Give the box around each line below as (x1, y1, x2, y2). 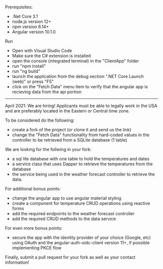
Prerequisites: (5, 4, 33, 10)
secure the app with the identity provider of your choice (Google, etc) (12, 235, 151, 240)
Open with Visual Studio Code (12, 48, 72, 53)
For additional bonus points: (5, 186, 61, 191)
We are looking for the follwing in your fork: (5, 146, 92, 152)
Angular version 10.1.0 (12, 29, 56, 34)
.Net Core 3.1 (12, 14, 38, 19)
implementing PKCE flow (12, 245, 62, 251)
